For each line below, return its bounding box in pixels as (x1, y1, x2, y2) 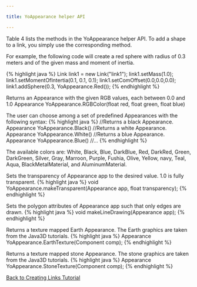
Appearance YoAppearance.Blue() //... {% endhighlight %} (6, 136, 148, 144)
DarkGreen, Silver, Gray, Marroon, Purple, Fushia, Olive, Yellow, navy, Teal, (6, 154, 186, 162)
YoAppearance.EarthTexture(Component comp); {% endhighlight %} (6, 239, 172, 246)
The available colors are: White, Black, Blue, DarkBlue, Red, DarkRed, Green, (6, 148, 191, 155)
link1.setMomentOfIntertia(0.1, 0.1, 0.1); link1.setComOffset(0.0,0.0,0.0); (6, 76, 176, 84)
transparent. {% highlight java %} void (6, 178, 99, 185)
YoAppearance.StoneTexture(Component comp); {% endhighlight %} (6, 262, 173, 269)
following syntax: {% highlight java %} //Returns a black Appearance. (6, 118, 173, 125)
